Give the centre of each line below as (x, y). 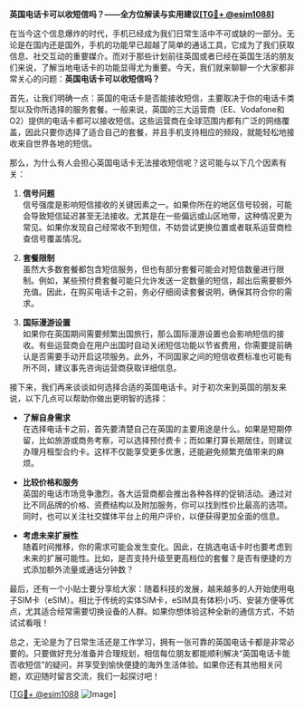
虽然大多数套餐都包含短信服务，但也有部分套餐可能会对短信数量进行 (149, 269)
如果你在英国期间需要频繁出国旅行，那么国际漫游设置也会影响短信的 (149, 334)
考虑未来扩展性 (50, 535)
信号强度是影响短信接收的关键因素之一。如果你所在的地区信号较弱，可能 (157, 204)
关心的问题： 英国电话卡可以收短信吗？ (88, 79)
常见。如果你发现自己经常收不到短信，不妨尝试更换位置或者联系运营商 (153, 227)
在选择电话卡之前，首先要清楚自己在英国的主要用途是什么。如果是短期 (153, 429)
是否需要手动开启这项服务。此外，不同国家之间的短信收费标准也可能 (157, 356)
